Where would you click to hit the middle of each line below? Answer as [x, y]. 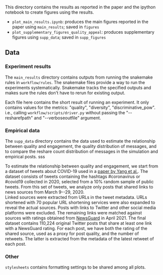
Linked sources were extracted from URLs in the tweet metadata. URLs [76, 197]
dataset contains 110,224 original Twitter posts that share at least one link [79, 223]
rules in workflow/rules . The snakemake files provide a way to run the [75, 82]
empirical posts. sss [25, 156]
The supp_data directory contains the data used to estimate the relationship [80, 141]
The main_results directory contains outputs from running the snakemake [79, 77]
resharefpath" [19, 118]
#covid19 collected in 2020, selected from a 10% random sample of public [80, 181]
